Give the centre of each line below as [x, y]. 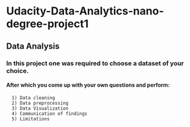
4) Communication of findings [49, 113]
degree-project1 [47, 24]
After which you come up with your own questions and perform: [88, 85]
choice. [17, 70]
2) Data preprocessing [40, 103]
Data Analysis [33, 46]
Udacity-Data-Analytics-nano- [85, 11]
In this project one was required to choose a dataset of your [95, 63]
